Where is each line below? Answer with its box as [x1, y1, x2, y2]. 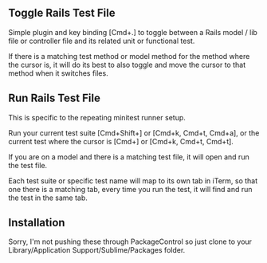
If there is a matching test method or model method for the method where [8, 51, 250, 61]
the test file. [8, 160, 48, 170]
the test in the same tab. [8, 193, 88, 202]
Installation [8, 216, 65, 230]
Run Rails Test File [8, 92, 101, 105]
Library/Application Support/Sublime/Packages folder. [8, 245, 186, 255]
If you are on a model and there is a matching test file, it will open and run [8, 151, 249, 162]
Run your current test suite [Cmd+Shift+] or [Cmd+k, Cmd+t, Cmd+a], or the [8, 128, 260, 138]
